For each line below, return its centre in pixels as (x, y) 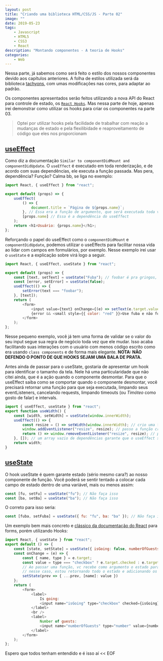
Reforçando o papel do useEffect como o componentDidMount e (67, 239)
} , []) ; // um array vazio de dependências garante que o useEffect (84, 438)
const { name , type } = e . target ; (57, 558)
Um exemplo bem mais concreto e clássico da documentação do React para (81, 526)
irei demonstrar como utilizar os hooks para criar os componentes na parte (80, 109)
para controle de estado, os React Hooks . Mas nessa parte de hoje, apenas (80, 103)
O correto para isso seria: (30, 507)
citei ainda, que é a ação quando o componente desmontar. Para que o (76, 377)
